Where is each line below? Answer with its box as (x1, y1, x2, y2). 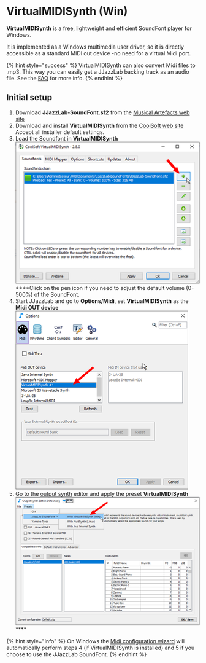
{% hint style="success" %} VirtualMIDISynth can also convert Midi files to (6, 61, 196, 69)
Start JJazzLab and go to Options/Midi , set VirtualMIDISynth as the (15, 297, 189, 305)
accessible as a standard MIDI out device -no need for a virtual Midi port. (6, 49, 191, 57)
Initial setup (6, 92, 53, 103)
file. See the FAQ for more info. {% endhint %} (6, 74, 123, 82)
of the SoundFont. (34, 291, 80, 298)
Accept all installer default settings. (15, 128, 105, 136)
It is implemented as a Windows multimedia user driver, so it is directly (6, 43, 184, 50)
